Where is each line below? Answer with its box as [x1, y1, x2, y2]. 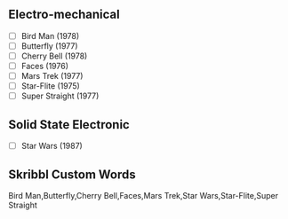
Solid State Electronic [8, 117, 130, 132]
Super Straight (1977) [20, 90, 100, 101]
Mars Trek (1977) [20, 71, 84, 82]
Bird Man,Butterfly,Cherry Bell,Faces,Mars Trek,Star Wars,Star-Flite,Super [8, 190, 279, 200]
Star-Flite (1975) [20, 81, 81, 91]
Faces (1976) [20, 61, 68, 71]
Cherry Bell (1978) [20, 51, 88, 61]
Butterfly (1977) [20, 40, 78, 51]
